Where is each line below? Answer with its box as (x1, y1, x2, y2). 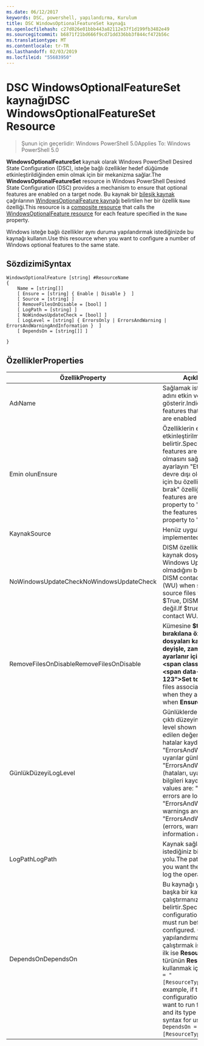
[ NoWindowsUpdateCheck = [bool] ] (17, 312, 107, 318)
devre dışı (162, 470, 191, 479)
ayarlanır (162, 652, 189, 661)
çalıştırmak (162, 941, 194, 950)
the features (162, 508, 197, 517)
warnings (162, 807, 189, 815)
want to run (162, 1001, 195, 1009)
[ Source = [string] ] (17, 296, 75, 303)
